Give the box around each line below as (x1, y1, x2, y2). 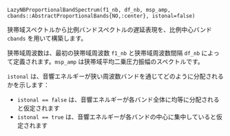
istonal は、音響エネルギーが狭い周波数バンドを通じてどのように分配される (7, 72, 224, 80)
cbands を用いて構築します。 (7, 35, 87, 42)
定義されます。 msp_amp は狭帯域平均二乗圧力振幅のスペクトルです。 (12, 57, 205, 66)
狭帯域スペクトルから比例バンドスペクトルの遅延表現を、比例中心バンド (7, 26, 212, 34)
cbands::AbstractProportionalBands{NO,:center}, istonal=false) (7, 12, 196, 19)
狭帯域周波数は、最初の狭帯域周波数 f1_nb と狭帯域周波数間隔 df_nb (7, 49, 200, 57)
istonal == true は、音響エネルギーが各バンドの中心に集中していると (17, 113, 217, 121)
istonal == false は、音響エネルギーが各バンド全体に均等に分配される (17, 95, 220, 104)
